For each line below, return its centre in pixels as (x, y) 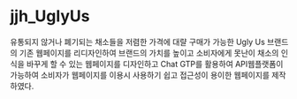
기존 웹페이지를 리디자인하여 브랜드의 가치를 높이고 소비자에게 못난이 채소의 (149, 53)
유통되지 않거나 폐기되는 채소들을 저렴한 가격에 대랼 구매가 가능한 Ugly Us (138, 42)
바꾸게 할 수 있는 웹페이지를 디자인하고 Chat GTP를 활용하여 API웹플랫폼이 (155, 64)
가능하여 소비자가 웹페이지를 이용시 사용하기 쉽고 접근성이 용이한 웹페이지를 (140, 75)
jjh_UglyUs (50, 16)
